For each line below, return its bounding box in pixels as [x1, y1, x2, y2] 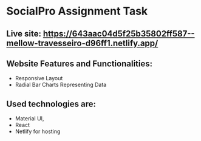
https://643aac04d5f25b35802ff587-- [43, 29, 196, 39]
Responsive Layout [15, 75, 63, 82]
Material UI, [15, 115, 44, 122]
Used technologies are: [6, 98, 96, 109]
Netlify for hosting [15, 128, 61, 135]
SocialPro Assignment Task [6, 4, 148, 18]
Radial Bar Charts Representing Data [15, 81, 107, 89]
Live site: [6, 29, 41, 39]
